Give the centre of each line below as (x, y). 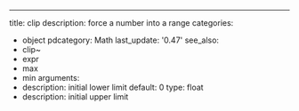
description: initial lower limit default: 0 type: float (113, 87)
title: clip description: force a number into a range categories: (121, 23)
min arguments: (51, 78)
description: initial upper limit (75, 97)
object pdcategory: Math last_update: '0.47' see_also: (121, 40)
